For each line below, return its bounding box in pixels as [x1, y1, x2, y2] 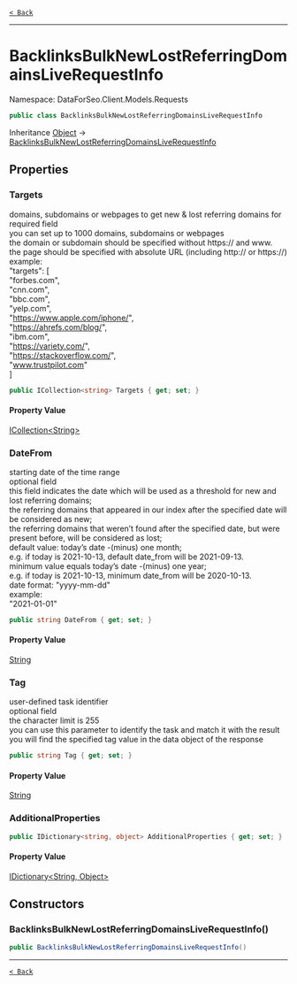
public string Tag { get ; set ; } [9, 751, 133, 760]
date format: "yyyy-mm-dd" [9, 580, 110, 590]
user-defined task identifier [9, 696, 109, 707]
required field [9, 218, 58, 229]
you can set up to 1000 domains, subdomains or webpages [9, 227, 225, 238]
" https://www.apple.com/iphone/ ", [9, 312, 134, 323]
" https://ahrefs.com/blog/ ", [9, 321, 108, 332]
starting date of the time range [9, 466, 121, 477]
